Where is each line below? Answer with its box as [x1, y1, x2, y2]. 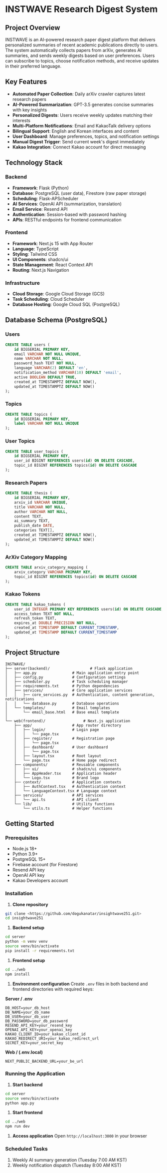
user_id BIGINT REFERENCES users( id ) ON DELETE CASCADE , [14, 458, 135, 463]
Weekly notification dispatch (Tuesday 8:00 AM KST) [12, 1162, 122, 1168]
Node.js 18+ [12, 846, 37, 852]
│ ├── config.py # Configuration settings [5, 674, 126, 680]
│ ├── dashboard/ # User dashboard [14, 744, 108, 750]
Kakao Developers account [12, 878, 68, 884]
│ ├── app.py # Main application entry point [5, 670, 140, 675]
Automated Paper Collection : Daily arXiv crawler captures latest [12, 91, 146, 97]
